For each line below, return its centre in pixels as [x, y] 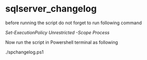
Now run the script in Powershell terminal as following [62, 42]
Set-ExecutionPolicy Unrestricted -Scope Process [57, 32]
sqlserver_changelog [51, 9]
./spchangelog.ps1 [25, 52]
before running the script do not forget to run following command [73, 23]
